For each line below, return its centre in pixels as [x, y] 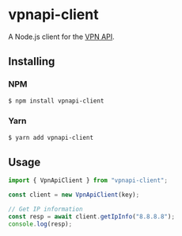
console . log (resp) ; [40, 224]
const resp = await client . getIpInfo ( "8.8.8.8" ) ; [92, 217]
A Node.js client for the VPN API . [61, 37]
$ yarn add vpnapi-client [51, 137]
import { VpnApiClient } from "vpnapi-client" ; [88, 180]
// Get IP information [45, 209]
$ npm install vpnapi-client [56, 101]
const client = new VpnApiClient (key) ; [74, 195]
